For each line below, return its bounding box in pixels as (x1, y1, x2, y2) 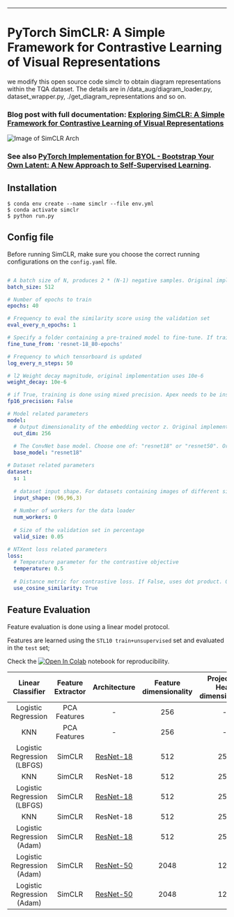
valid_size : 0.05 (13, 533, 64, 540)
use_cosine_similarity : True (13, 584, 98, 591)
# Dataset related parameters (7, 462, 95, 469)
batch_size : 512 (7, 283, 54, 290)
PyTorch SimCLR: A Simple (7, 25, 166, 40)
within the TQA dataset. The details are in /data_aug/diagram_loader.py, (7, 84, 212, 93)
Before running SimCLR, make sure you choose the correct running (7, 250, 200, 258)
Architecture (93, 682, 136, 692)
